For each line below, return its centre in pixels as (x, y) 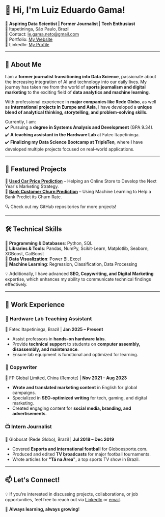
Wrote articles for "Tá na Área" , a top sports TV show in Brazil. (76, 459)
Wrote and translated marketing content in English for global (75, 388)
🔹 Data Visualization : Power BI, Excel (43, 259)
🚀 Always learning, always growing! (42, 509)
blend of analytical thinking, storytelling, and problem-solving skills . (76, 112)
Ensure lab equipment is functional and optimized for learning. (75, 355)
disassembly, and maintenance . (45, 349)
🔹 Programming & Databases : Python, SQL (49, 243)
